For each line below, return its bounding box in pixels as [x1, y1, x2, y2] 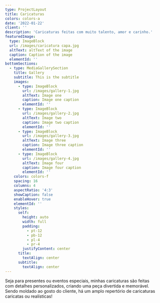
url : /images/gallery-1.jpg [22, 88, 79, 93]
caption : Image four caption [22, 165, 81, 170]
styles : [14, 206, 29, 211]
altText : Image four [22, 161, 64, 166]
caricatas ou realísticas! [5, 293, 52, 299]
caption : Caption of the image [9, 52, 73, 57]
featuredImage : [5, 34, 36, 39]
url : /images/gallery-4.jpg [22, 156, 79, 161]
